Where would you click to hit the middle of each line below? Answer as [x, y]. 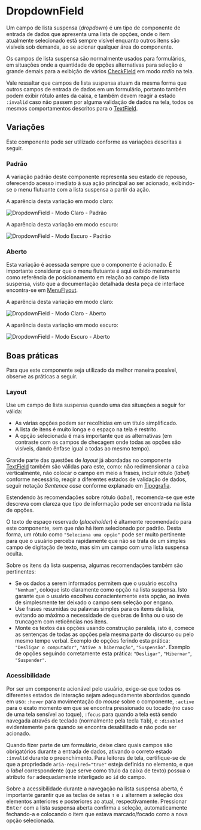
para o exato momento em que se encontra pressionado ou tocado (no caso [100, 707]
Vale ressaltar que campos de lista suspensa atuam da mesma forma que [97, 83]
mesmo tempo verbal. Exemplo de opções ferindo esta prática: [92, 641]
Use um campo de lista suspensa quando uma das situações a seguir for [96, 405]
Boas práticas [32, 356]
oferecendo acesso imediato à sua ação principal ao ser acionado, [88, 183]
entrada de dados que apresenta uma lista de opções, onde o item [88, 34]
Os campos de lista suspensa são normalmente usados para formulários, [96, 58]
